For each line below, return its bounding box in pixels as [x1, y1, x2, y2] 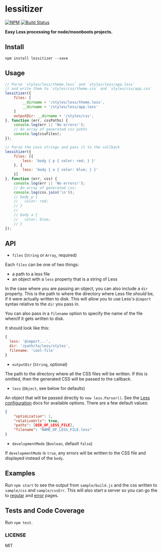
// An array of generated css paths [14, 127, 88, 132]
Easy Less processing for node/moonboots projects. [5, 29, 113, 34]
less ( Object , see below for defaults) [12, 385, 86, 391]
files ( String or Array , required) [12, 252, 77, 258]
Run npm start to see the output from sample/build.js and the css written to [5, 482, 157, 488]
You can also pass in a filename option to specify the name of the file [5, 311, 143, 317]
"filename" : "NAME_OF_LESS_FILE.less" [14, 427, 92, 433]
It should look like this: [5, 325, 50, 331]
